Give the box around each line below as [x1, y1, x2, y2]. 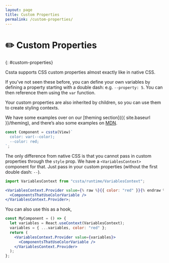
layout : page [5, 7, 33, 13]
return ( [10, 230, 28, 235]
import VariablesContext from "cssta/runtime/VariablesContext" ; [5, 178, 145, 184]
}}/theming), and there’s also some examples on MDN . [5, 120, 118, 126]
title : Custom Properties [5, 12, 59, 17]
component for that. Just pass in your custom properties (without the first [5, 163, 158, 169]
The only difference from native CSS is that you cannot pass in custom [5, 153, 152, 159]
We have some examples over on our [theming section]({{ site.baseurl [5, 114, 151, 121]
